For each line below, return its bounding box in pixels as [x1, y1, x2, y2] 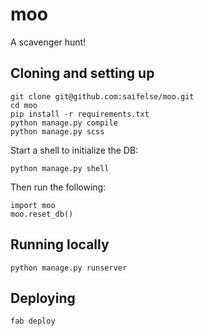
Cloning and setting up [10, 65, 155, 82]
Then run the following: [10, 181, 107, 193]
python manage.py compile [10, 118, 118, 128]
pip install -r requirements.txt [10, 109, 150, 119]
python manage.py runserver [10, 263, 128, 273]
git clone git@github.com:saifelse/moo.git [10, 91, 195, 102]
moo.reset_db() [10, 209, 74, 219]
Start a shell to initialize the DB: [10, 144, 139, 156]
